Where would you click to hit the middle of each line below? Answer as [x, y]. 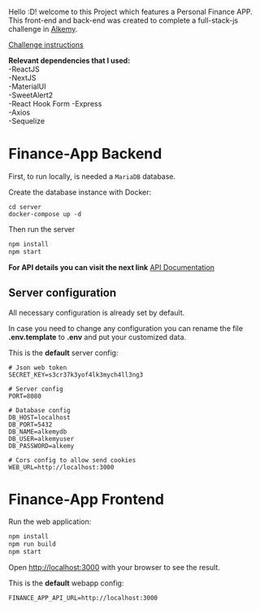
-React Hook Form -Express [55, 104]
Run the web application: [50, 522]
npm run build [32, 544]
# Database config [39, 410]
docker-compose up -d [45, 214]
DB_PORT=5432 [30, 425]
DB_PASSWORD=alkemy [41, 446]
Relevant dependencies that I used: [69, 61]
